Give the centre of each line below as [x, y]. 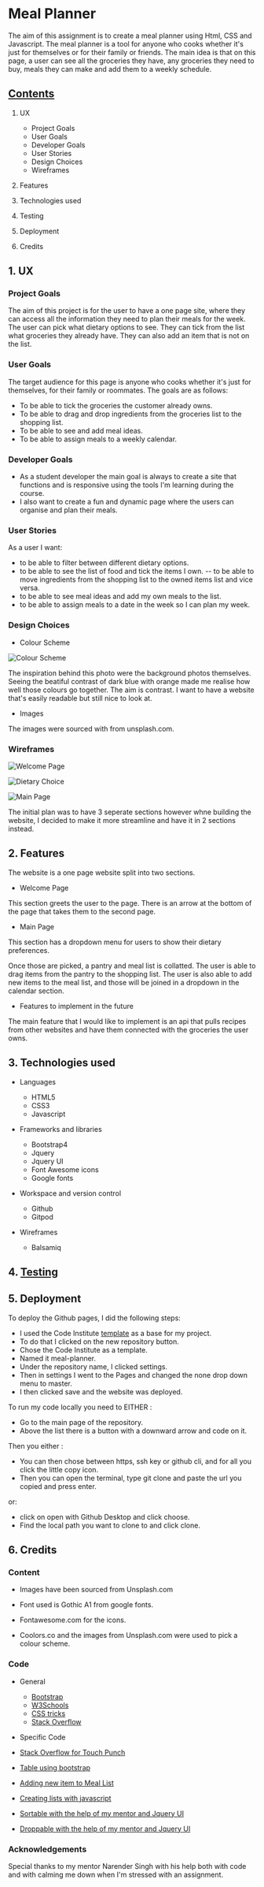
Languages [38, 1081]
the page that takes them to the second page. [82, 911]
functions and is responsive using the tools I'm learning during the [126, 485]
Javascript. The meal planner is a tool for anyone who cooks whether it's [126, 43]
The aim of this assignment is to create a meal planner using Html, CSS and [130, 35]
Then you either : [36, 1446]
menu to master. [46, 1383]
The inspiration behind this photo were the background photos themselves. [130, 673]
